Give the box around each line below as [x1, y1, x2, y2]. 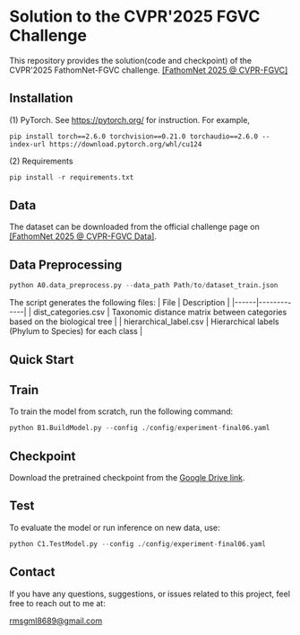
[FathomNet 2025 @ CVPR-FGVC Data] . [9, 231, 157, 242]
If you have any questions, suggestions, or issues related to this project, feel [9, 588, 291, 599]
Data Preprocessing [9, 257, 123, 272]
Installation [9, 91, 73, 106]
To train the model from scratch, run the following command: [9, 406, 234, 417]
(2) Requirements [9, 155, 73, 166]
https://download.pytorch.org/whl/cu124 [48, 139, 202, 149]
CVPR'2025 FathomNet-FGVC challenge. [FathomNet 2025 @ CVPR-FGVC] [9, 65, 288, 75]
